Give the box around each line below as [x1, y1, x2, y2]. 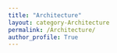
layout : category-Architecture [8, 19, 110, 26]
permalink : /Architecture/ [8, 26, 96, 34]
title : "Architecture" [8, 11, 82, 19]
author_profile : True [8, 33, 79, 41]
